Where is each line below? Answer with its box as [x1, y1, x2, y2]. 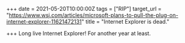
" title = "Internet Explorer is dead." [81, 18, 170, 25]
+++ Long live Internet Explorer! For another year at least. [6, 30, 151, 37]
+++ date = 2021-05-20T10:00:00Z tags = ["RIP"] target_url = [6, 5, 162, 12]
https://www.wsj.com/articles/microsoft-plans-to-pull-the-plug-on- [9, 12, 179, 19]
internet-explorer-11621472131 [6, 18, 82, 25]
